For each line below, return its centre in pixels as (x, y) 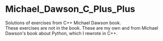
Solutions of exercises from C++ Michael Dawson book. (63, 23)
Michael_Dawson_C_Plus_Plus (70, 9)
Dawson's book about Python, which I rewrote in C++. (61, 33)
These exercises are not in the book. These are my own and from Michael (82, 28)
